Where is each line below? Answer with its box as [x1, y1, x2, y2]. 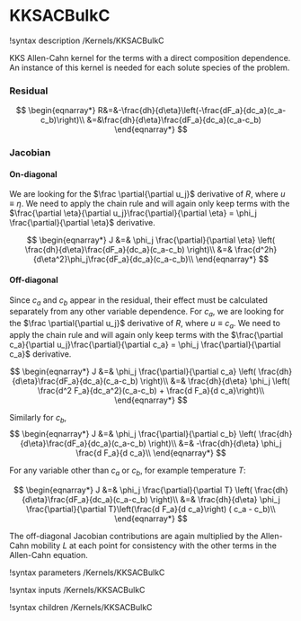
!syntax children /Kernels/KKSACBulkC [9, 601, 153, 612]
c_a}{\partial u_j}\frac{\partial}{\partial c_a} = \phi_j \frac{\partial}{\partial [9, 339, 281, 350]
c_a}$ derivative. [9, 348, 72, 359]
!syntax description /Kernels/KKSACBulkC [9, 35, 164, 46]
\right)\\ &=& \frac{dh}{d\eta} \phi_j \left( [140, 375, 290, 386]
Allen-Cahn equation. [9, 549, 88, 560]
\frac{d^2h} [235, 244, 278, 255]
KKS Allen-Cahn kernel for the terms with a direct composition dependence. [9, 52, 291, 63]
